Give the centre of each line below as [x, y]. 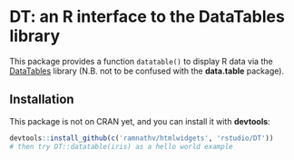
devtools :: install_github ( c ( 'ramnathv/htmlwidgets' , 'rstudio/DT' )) [142, 138]
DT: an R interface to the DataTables [147, 17]
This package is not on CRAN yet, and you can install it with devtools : [140, 121]
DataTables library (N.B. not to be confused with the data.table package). [147, 71]
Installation [42, 100]
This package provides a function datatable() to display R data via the [142, 61]
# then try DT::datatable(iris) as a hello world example [121, 146]
